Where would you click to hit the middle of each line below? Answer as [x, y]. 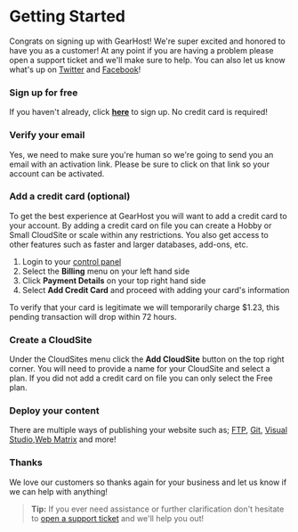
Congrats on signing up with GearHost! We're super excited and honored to [148, 41]
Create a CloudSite [51, 340]
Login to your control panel [72, 261]
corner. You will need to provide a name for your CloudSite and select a [140, 369]
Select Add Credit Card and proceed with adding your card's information [156, 290]
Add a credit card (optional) [70, 196]
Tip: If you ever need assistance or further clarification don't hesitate [157, 509]
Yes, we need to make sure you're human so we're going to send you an [141, 154]
